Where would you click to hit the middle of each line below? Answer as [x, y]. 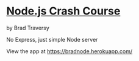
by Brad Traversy [28, 28]
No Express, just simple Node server [52, 39]
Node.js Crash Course [63, 11]
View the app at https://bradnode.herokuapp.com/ [69, 51]
